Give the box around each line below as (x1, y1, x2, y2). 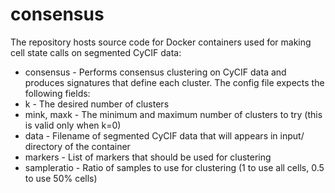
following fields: (24, 87, 91, 99)
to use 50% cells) (24, 172, 98, 184)
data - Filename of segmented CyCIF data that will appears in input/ (24, 129, 305, 142)
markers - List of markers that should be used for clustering (24, 151, 272, 163)
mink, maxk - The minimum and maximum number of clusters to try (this (24, 108, 323, 120)
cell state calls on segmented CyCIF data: (10, 46, 182, 58)
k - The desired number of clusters (24, 98, 170, 110)
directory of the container (24, 140, 131, 152)
